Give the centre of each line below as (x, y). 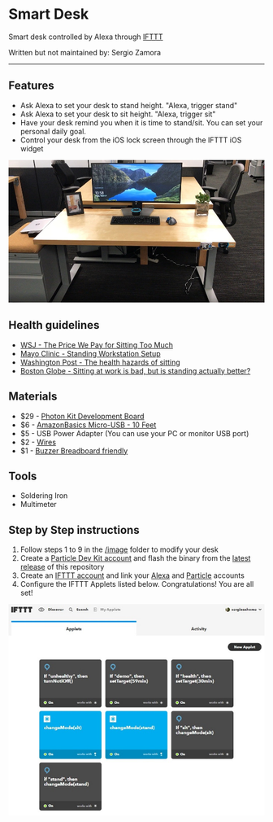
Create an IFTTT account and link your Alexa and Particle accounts (132, 575)
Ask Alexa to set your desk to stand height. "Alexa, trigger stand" (129, 105)
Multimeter (38, 505)
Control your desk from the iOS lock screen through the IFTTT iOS (131, 140)
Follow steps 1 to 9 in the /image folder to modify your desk (119, 549)
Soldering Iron (44, 496)
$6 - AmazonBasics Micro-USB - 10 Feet (88, 425)
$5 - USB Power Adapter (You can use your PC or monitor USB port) (134, 433)
